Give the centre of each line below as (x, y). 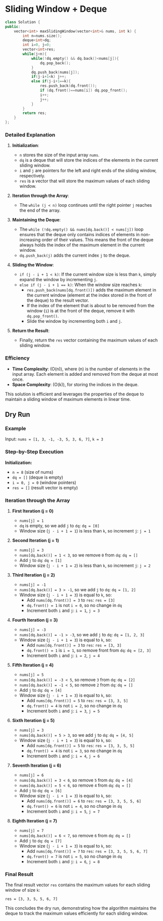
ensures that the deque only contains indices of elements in (80, 235)
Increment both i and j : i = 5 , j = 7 (63, 811)
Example (16, 428)
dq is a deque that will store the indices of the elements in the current (89, 160)
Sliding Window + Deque (56, 9)
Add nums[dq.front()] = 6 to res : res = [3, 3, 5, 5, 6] (84, 801)
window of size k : (23, 890)
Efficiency (18, 358)
